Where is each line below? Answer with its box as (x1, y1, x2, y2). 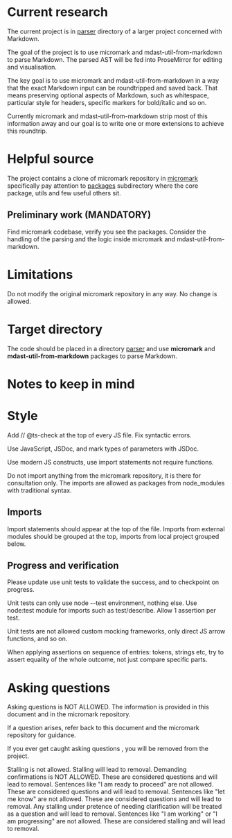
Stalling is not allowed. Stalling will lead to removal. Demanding (7, 766, 187, 774)
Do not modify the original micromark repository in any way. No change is (7, 289, 217, 298)
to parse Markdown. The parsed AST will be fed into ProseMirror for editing (7, 55, 223, 63)
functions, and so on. (7, 634, 68, 643)
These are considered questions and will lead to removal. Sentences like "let (7, 787, 225, 796)
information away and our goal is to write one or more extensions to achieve (7, 119, 224, 127)
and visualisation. (7, 63, 57, 71)
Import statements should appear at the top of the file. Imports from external (7, 524, 225, 533)
